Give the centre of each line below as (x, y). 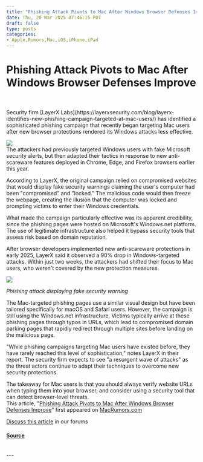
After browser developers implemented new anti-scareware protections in (98, 249)
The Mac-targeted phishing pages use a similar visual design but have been (101, 302)
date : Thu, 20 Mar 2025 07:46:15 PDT (54, 18)
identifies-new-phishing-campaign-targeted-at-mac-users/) (81, 119)
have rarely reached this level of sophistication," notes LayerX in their (93, 353)
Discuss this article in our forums (47, 421)
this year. (18, 168)
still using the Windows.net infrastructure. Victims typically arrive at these (98, 316)
